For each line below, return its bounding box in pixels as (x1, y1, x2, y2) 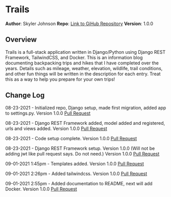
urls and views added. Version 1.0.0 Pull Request (5, 125, 107, 132)
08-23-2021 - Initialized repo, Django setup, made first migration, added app (5, 104, 166, 111)
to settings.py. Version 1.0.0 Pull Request (5, 110, 91, 116)
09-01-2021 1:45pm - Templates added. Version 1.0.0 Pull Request (5, 160, 144, 167)
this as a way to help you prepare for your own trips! (5, 76, 115, 82)
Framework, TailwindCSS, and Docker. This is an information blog (5, 54, 143, 60)
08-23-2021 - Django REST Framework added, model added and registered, (5, 120, 165, 126)
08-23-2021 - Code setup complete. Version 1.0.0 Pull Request (5, 135, 137, 141)
